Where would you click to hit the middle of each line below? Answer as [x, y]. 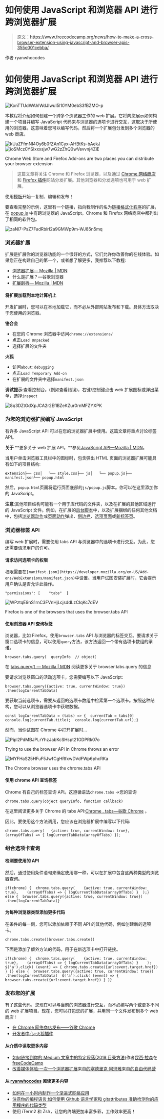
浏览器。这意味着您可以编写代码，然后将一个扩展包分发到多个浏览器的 [84, 127]
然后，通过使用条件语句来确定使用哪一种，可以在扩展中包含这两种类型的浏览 [82, 872]
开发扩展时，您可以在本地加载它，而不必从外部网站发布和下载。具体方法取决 [82, 307]
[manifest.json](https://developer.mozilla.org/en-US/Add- [88, 572]
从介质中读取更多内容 [26, 1045]
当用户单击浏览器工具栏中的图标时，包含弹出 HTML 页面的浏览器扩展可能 [79, 458]
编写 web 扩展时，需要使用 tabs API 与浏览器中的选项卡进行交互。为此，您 [80, 541]
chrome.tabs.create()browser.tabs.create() [50, 940]
